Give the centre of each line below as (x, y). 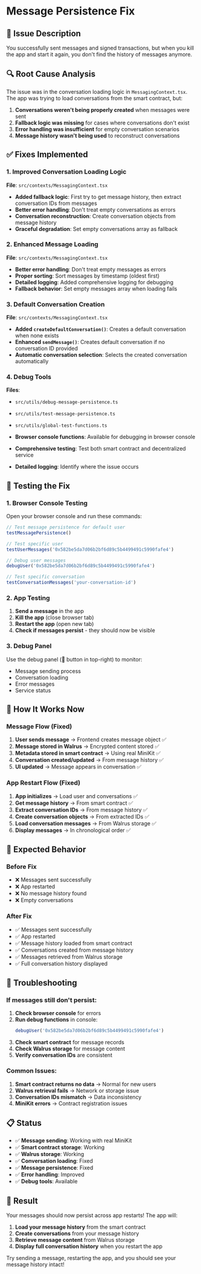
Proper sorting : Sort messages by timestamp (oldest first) (87, 276)
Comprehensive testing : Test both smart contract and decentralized (100, 449)
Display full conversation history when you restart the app (89, 1246)
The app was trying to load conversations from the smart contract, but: (94, 98)
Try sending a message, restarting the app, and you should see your (91, 1258)
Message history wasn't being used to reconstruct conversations (97, 135)
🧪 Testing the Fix (38, 486)
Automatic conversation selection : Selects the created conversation (101, 355)
